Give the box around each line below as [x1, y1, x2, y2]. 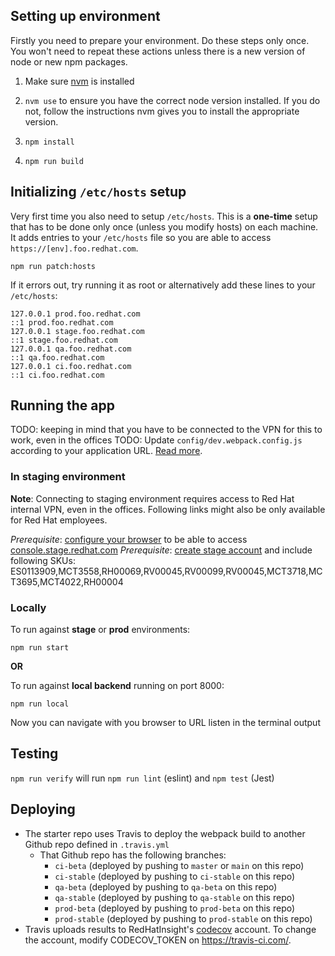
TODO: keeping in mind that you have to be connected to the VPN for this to [10, 424, 323, 436]
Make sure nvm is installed [24, 75, 135, 87]
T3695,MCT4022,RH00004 [10, 575, 124, 588]
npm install [24, 137, 75, 147]
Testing [10, 745, 59, 763]
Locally [10, 600, 47, 614]
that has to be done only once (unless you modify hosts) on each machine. [10, 220, 319, 233]
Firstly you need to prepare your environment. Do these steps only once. [10, 34, 310, 46]
